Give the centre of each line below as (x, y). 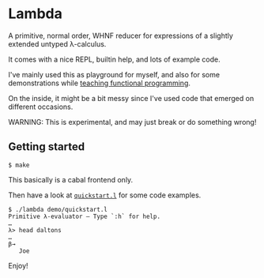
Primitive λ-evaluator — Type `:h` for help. (84, 216)
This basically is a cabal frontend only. (71, 179)
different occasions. (41, 107)
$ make (19, 165)
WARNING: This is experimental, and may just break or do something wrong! (132, 122)
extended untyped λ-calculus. (57, 43)
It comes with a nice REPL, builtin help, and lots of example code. (115, 59)
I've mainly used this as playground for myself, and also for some (114, 74)
